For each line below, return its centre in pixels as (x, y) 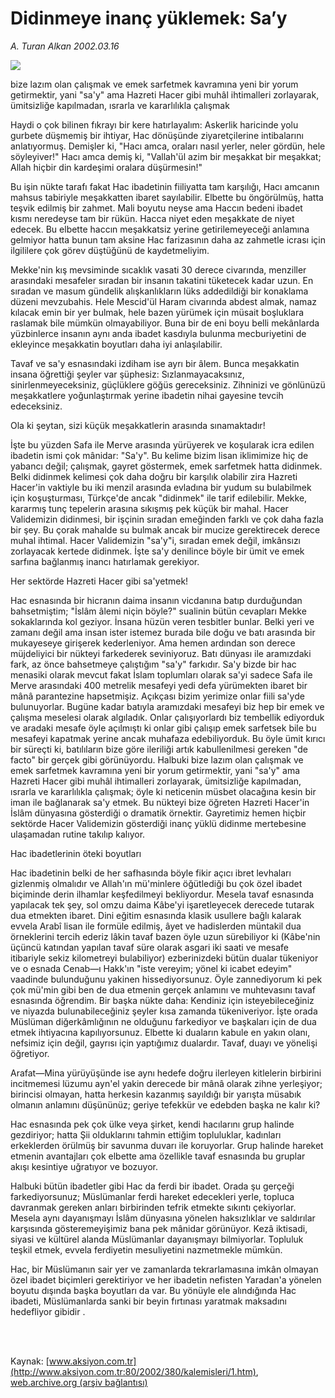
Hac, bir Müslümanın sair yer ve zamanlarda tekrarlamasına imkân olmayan (164, 1269)
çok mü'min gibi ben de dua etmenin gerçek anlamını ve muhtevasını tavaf (163, 989)
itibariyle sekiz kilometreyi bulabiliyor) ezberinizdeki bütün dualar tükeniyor (164, 958)
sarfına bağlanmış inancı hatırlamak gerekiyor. (105, 561)
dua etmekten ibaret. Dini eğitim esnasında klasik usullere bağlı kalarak (156, 915)
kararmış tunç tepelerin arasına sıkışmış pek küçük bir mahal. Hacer (149, 508)
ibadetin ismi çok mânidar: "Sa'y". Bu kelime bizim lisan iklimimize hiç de (159, 455)
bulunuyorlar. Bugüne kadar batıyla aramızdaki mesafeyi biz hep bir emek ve (167, 706)
